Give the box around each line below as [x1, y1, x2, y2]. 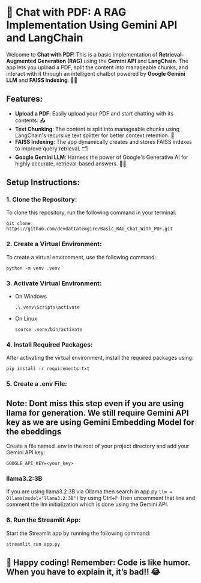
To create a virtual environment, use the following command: [6, 253, 157, 261]
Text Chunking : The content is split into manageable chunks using [14, 125, 180, 132]
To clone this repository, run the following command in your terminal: [6, 209, 176, 216]
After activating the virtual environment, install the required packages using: [6, 354, 194, 362]
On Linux [14, 315, 38, 322]
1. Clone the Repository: [6, 196, 77, 204]
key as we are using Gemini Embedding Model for [6, 417, 195, 427]
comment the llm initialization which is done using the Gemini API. [6, 501, 169, 508]
